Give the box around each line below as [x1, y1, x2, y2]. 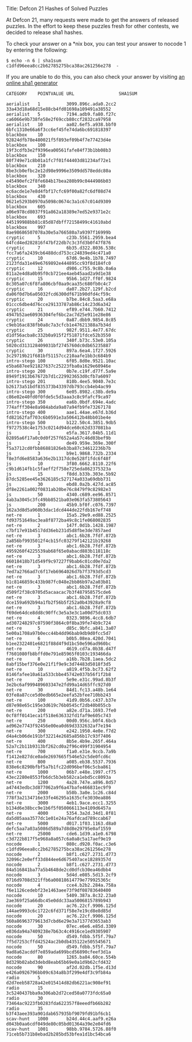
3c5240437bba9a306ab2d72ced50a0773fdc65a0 [6, 990, 111, 996]
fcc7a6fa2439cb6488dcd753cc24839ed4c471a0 [6, 250, 111, 256]
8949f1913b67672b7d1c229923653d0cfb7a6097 [6, 374, 111, 379]
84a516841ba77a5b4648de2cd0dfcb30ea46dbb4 [6, 867, 111, 873]
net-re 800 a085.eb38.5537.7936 [6, 759, 116, 765]
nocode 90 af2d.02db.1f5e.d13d [6, 964, 116, 970]
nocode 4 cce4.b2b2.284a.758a [6, 882, 116, 888]
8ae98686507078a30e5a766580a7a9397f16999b [6, 230, 111, 236]
